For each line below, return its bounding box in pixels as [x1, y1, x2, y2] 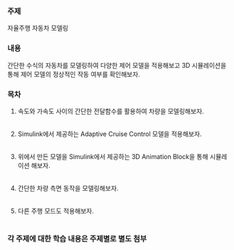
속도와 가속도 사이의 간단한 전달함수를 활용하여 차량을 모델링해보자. [17, 107, 204, 115]
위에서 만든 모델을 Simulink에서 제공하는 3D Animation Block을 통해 [17, 152, 208, 161]
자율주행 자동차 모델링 [7, 24, 69, 33]
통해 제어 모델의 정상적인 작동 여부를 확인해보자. [7, 70, 141, 78]
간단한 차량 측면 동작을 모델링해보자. [17, 184, 119, 192]
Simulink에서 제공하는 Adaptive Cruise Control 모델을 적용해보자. [17, 130, 202, 138]
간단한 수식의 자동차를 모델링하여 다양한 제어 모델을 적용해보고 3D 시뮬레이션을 [7, 61, 227, 69]
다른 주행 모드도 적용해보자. [17, 207, 95, 215]
